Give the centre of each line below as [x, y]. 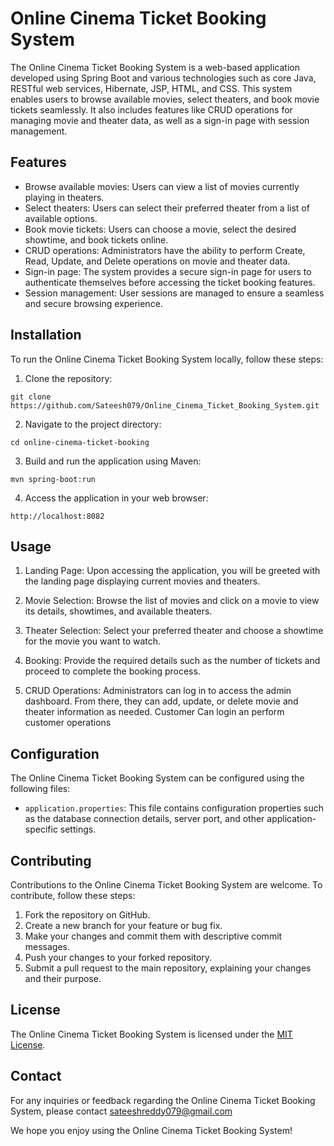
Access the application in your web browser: [116, 498]
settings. [78, 829]
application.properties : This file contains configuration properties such [174, 808]
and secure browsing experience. [93, 303]
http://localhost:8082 [57, 516]
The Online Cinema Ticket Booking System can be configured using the [157, 778]
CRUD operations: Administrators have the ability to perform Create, [165, 250]
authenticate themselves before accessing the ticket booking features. [170, 282]
